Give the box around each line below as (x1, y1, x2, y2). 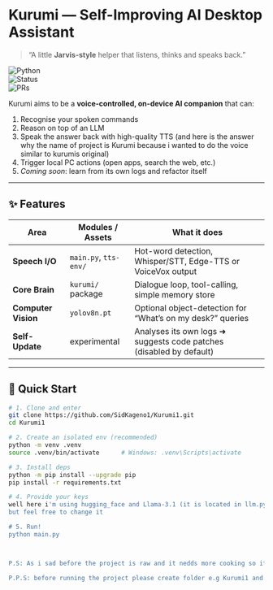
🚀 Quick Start (8, 382, 77, 396)
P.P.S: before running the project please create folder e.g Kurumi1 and (8, 574, 264, 582)
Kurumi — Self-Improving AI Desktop (8, 6, 262, 24)
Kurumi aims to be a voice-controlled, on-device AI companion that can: (8, 98, 254, 108)
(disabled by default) (133, 345, 214, 357)
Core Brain (12, 284, 55, 295)
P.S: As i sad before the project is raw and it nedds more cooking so (8, 559, 256, 567)
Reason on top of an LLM (19, 123, 105, 132)
